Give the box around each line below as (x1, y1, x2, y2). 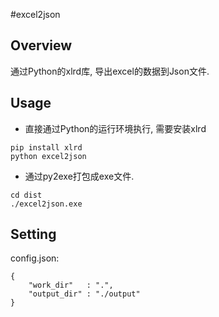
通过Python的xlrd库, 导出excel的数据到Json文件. (10, 65, 210, 77)
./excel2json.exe (10, 199, 83, 209)
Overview (10, 37, 73, 54)
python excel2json (10, 151, 87, 161)
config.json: (10, 252, 60, 264)
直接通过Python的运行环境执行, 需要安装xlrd (24, 122, 207, 134)
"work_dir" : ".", (28, 280, 114, 291)
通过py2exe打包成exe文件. (24, 170, 135, 182)
